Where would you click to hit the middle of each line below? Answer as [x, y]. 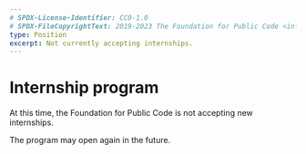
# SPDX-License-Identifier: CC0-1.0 [79, 18]
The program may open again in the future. [90, 140]
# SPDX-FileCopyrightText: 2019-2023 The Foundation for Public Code [144, 26]
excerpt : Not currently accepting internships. [102, 43]
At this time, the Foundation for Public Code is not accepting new [131, 113]
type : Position [38, 34]
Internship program [84, 88]
